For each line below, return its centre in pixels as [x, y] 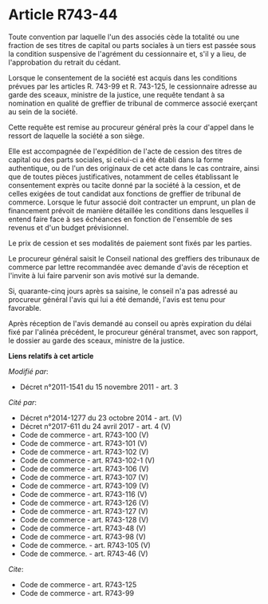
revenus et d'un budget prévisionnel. [69, 227]
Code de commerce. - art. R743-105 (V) [85, 545]
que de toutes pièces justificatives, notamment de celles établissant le [124, 177]
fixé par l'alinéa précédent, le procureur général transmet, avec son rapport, [133, 332]
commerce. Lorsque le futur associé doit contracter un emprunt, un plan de [132, 202]
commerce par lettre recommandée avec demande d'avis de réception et [128, 267]
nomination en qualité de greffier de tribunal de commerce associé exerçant [133, 103]
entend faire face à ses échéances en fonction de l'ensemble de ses [120, 219]
